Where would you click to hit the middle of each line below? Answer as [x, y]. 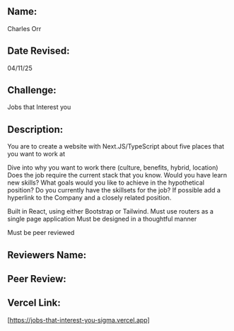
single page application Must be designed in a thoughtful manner [102, 219]
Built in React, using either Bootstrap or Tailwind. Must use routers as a [111, 211]
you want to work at [36, 154]
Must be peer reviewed [41, 233]
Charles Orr [24, 28]
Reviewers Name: [47, 255]
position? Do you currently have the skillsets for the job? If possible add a [114, 190]
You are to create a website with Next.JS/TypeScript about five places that [116, 146]
